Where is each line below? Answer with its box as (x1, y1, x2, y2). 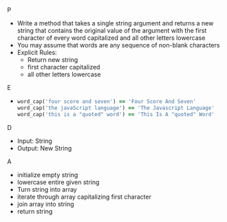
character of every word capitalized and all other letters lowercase (17, 34, 206, 42)
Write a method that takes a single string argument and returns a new (17, 19, 214, 27)
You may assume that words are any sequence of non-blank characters (17, 41, 220, 49)
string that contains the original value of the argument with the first (17, 27, 207, 34)
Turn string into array (17, 185, 77, 193)
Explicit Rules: (17, 48, 57, 56)
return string (17, 207, 53, 215)
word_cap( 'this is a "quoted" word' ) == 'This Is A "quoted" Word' (17, 111, 215, 118)
